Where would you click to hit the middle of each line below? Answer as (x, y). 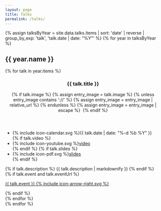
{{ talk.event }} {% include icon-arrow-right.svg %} (57, 184)
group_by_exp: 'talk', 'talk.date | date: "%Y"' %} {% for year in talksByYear (81, 38)
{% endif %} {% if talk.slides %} (45, 149)
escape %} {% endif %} (83, 110)
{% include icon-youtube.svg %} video (51, 144)
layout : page (19, 10)
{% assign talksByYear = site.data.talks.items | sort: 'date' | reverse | (75, 33)
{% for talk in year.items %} (33, 71)
